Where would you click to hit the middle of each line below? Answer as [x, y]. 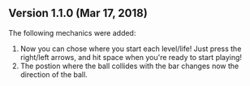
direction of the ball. [54, 74]
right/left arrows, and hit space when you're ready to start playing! [131, 57]
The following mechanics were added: [72, 32]
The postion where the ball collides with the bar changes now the [129, 66]
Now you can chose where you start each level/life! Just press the [131, 49]
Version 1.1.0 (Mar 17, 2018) [78, 13]
